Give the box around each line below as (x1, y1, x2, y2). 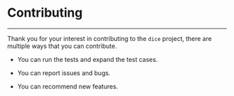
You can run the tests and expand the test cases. (17, 55, 158, 63)
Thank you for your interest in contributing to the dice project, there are (7, 34, 212, 42)
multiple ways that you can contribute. (7, 42, 117, 50)
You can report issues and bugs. (17, 68, 111, 77)
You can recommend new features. (17, 82, 118, 90)
